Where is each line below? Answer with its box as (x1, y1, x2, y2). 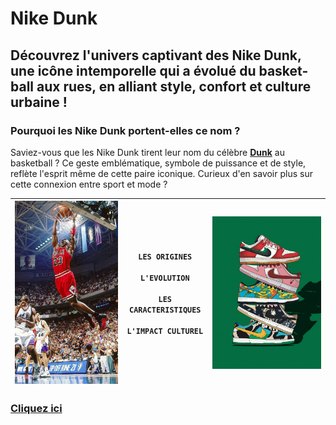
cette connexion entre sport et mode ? (10, 178, 168, 190)
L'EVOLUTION (139, 273, 190, 284)
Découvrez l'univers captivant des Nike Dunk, (10, 47, 302, 64)
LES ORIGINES (138, 252, 193, 262)
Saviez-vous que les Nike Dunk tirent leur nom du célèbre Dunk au (10, 146, 285, 158)
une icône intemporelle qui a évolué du (10, 62, 257, 79)
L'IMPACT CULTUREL (126, 327, 204, 337)
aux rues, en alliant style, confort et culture (36, 78, 312, 95)
